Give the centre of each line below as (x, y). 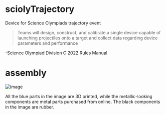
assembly (26, 73)
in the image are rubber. (30, 107)
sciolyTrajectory (40, 9)
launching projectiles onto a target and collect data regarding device (87, 38)
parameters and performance (48, 43)
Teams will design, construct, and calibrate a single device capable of (89, 32)
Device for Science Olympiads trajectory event (53, 23)
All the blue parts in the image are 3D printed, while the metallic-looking (79, 96)
